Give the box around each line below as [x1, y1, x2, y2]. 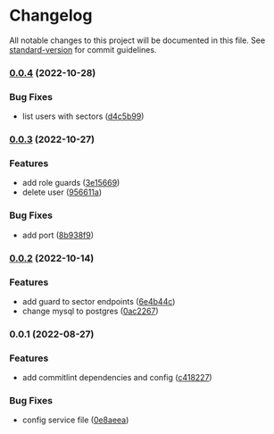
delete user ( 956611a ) [21, 187, 103, 197]
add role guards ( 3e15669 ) [21, 178, 120, 188]
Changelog [9, 5, 93, 26]
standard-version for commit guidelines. [9, 44, 157, 54]
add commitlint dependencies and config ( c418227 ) [21, 372, 212, 383]
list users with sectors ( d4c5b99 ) [21, 111, 145, 121]
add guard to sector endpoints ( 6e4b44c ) [21, 296, 176, 306]
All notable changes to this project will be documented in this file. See [9, 35, 266, 46]
